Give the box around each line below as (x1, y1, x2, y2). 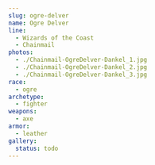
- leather (15, 129, 48, 137)
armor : (8, 122, 30, 130)
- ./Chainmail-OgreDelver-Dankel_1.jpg (15, 56, 148, 64)
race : (8, 78, 26, 86)
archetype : (8, 93, 45, 101)
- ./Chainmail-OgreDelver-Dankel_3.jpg (15, 71, 148, 79)
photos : (8, 48, 34, 56)
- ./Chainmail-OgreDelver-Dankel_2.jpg (15, 63, 148, 71)
